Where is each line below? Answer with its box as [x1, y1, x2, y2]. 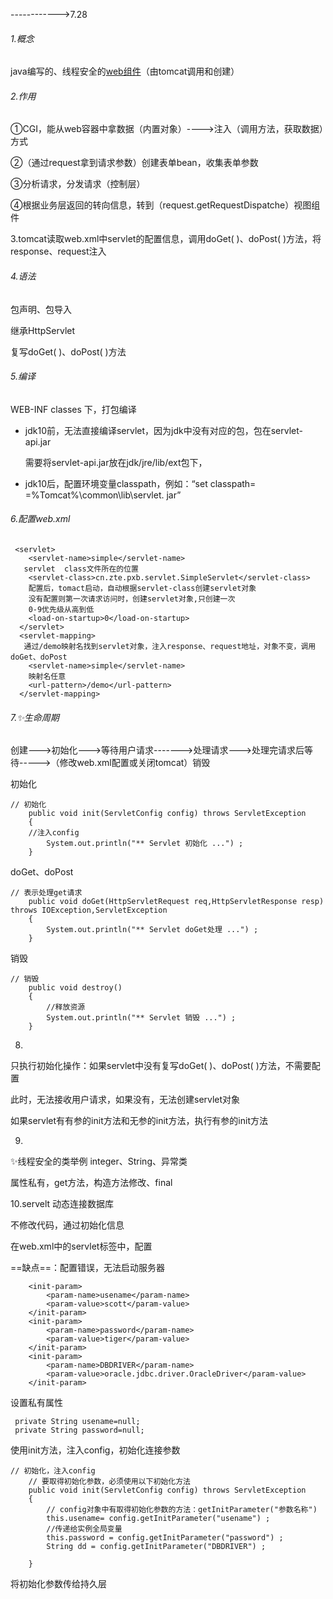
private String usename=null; [14, 1417, 141, 1427]
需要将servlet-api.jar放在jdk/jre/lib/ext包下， [24, 456, 208, 468]
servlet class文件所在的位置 [23, 564, 139, 574]
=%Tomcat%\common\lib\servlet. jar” [24, 489, 182, 501]
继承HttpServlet [10, 324, 76, 336]
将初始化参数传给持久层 [10, 1578, 107, 1590]
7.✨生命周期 [10, 711, 60, 723]
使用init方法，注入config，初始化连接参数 [10, 1444, 181, 1456]
